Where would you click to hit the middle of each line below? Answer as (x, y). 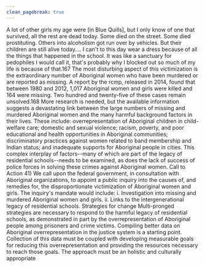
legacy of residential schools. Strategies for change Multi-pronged (91, 206)
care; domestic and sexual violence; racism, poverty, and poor (105, 127)
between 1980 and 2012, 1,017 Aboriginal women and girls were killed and (99, 88)
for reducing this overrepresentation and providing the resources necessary (102, 245)
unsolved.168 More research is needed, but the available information (93, 101)
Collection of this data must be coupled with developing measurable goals (100, 238)
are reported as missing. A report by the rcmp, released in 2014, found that (101, 82)
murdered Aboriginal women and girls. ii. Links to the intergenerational (95, 199)
